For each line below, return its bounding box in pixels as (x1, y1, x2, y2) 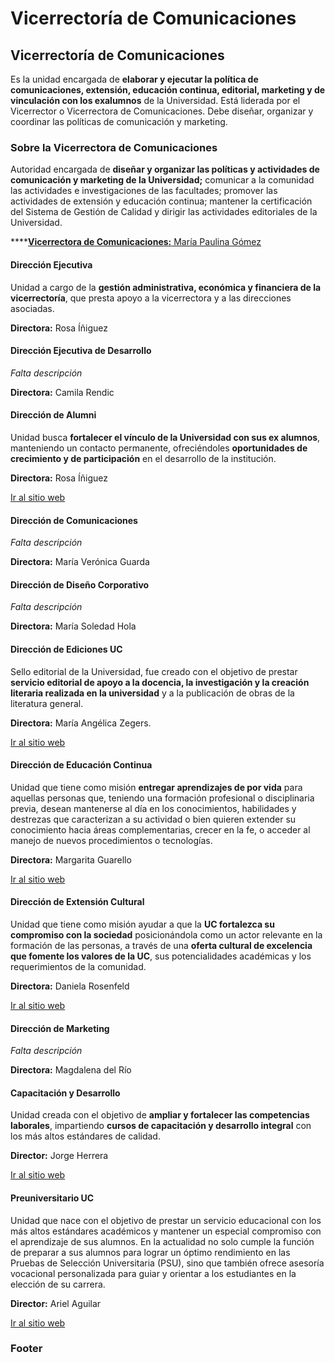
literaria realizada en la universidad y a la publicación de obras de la (10, 687, 295, 699)
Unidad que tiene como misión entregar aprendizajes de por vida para (10, 781, 303, 793)
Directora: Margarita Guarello (10, 853, 132, 866)
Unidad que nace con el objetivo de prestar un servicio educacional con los (10, 1214, 322, 1226)
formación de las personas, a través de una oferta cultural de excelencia (10, 939, 313, 951)
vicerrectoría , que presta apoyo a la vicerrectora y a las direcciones (10, 292, 292, 304)
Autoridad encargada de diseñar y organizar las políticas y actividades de (10, 163, 320, 176)
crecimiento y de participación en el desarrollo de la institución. (10, 452, 277, 464)
